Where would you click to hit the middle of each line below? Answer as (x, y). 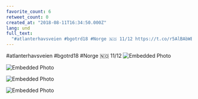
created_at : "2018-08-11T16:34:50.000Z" (57, 22)
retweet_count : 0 (27, 17)
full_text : (19, 34)
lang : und (18, 28)
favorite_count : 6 (29, 11)
